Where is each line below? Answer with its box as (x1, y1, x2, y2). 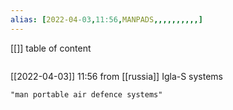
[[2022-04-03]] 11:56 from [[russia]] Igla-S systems (10, 70, 224, 82)
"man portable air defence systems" (10, 89, 163, 100)
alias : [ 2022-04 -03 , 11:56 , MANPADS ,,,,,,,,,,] (10, 14, 203, 25)
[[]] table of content (10, 42, 92, 54)
